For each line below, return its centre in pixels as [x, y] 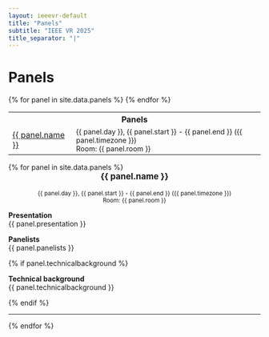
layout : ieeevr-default [48, 16]
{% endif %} [29, 303]
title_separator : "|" [44, 38]
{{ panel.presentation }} [47, 224]
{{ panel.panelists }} [41, 248]
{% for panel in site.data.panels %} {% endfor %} [90, 100]
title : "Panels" [35, 23]
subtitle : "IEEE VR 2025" [51, 30]
